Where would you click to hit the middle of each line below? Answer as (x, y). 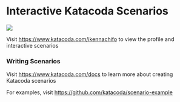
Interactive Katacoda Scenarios (87, 11)
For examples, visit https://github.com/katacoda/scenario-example (89, 92)
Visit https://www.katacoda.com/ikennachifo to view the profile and (90, 39)
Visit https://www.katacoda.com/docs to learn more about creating (90, 74)
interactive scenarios (32, 45)
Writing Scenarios (33, 61)
